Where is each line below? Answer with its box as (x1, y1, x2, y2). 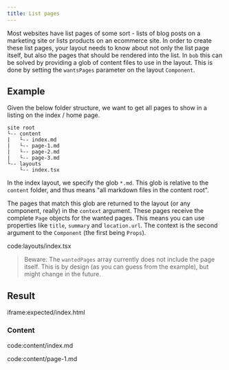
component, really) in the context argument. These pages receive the (7, 207, 204, 215)
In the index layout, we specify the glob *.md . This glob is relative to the (7, 178, 209, 187)
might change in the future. (23, 270, 102, 278)
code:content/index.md (7, 341, 74, 349)
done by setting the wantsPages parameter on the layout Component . (7, 65, 195, 74)
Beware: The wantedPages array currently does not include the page (23, 256, 215, 264)
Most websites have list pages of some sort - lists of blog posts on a (7, 29, 201, 37)
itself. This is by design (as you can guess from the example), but (23, 263, 209, 271)
